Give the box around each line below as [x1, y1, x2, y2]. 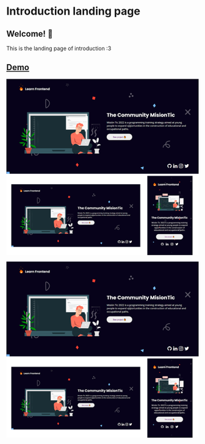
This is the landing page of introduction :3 [6, 45, 112, 52]
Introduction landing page [6, 4, 140, 18]
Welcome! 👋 [6, 29, 53, 39]
